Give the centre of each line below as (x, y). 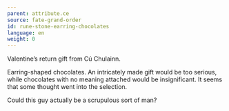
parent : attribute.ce (38, 13)
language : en (26, 33)
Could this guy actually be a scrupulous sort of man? (82, 100)
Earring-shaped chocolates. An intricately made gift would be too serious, (112, 72)
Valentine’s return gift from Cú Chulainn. (64, 59)
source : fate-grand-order (44, 20)
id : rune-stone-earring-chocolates (58, 26)
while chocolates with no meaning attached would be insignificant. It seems (115, 79)
